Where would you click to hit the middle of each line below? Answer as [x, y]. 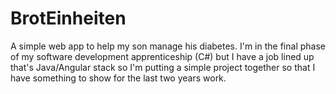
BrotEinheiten [68, 18]
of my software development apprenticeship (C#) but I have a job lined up [162, 56]
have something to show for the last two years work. [118, 78]
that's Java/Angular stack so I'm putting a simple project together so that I [163, 67]
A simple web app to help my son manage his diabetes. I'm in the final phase [168, 46]
